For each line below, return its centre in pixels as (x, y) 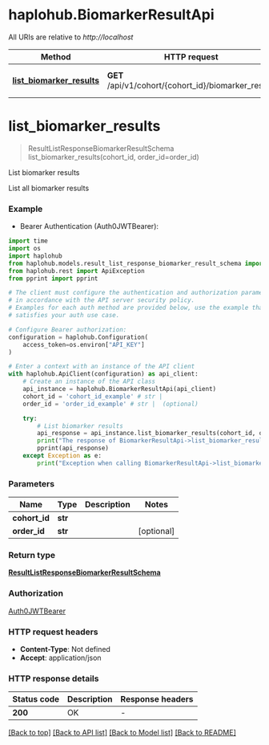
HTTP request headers (53, 632)
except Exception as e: (62, 456)
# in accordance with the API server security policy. (102, 300)
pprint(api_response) (73, 448)
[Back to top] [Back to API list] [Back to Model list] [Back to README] (122, 733)
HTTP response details (54, 678)
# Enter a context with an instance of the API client (102, 367)
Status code (36, 699)
